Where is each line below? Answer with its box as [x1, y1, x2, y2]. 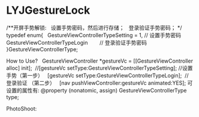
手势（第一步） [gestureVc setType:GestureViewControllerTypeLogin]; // [6, 72, 189, 79]
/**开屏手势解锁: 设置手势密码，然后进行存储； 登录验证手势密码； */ [6, 24, 182, 31]
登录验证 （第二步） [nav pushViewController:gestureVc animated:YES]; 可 [6, 79, 193, 87]
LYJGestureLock [6, 4, 91, 17]
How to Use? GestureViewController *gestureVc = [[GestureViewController [6, 57, 194, 64]
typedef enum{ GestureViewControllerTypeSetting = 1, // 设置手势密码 [6, 31, 182, 39]
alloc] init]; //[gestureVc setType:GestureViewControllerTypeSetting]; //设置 [6, 64, 193, 72]
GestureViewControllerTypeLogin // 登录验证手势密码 [6, 39, 147, 46]
